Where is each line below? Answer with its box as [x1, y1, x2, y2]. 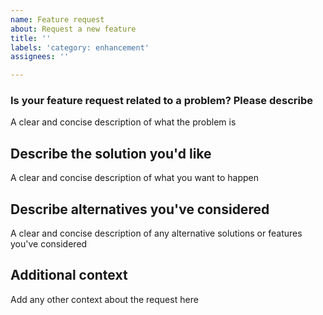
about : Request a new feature [10, 24, 137, 34]
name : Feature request [10, 14, 105, 25]
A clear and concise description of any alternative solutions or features [10, 227, 303, 240]
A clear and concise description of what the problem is [10, 116, 237, 128]
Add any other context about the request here [10, 293, 199, 305]
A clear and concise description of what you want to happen [10, 172, 260, 184]
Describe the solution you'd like [10, 145, 212, 162]
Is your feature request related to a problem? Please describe [10, 94, 313, 108]
